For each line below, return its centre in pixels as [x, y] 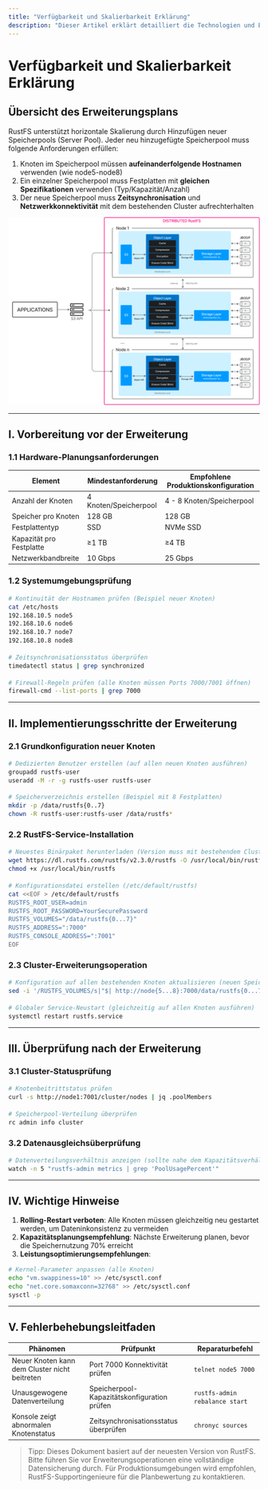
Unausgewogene [39, 1392]
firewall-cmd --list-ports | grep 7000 [75, 691]
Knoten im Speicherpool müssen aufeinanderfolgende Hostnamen [130, 163]
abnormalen [32, 1425]
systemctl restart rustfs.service [66, 1016]
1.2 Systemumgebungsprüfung [70, 581]
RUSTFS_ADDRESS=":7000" [48, 928]
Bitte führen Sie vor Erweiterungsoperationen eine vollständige [131, 1459]
